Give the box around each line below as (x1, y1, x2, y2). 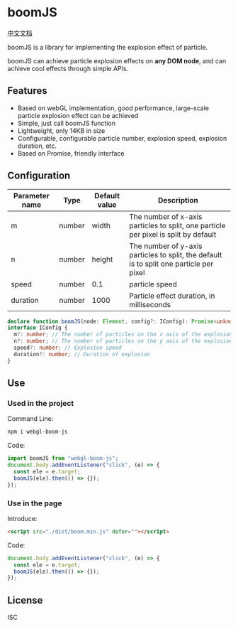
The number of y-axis (129, 241, 203, 251)
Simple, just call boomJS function (17, 119, 115, 127)
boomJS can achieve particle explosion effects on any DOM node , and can (7, 56, 227, 65)
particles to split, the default (129, 250, 222, 259)
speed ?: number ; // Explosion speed (13, 344, 122, 352)
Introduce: (7, 514, 38, 522)
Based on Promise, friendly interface (17, 149, 125, 157)
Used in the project (7, 399, 74, 408)
